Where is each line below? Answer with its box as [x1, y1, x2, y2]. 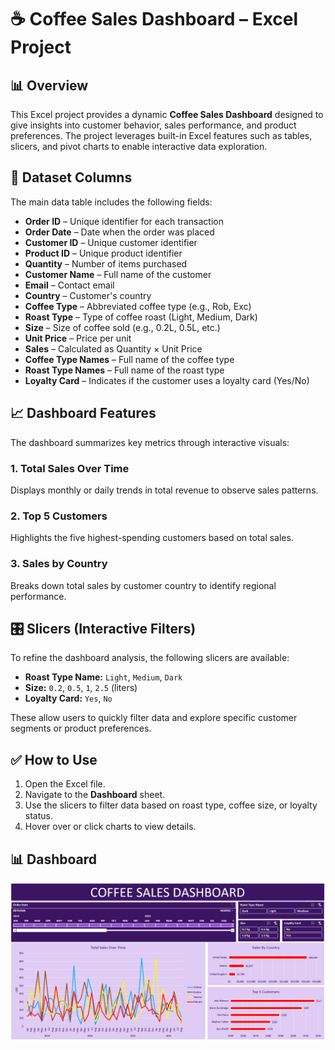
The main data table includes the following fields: [10, 196, 213, 208]
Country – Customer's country [24, 289, 152, 301]
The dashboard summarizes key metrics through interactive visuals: [10, 436, 290, 448]
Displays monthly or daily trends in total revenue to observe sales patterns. [10, 484, 319, 496]
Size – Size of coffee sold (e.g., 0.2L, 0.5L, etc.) [24, 321, 221, 333]
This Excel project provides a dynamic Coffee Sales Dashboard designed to [10, 109, 324, 120]
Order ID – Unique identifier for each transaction [24, 215, 225, 227]
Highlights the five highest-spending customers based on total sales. [10, 532, 294, 544]
